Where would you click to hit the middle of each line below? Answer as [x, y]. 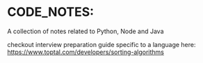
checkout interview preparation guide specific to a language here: [101, 44]
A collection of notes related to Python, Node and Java [86, 31]
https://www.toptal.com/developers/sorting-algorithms [86, 52]
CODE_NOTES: [51, 12]
